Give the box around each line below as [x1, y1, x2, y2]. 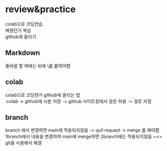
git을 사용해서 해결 [5, 140, 42, 146]
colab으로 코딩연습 [5, 21, 43, 27]
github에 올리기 [5, 33, 37, 40]
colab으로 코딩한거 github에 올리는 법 [5, 92, 80, 98]
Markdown [5, 49, 41, 57]
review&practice [5, 4, 76, 15]
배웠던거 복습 [5, 27, 31, 33]
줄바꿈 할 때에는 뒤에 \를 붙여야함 [5, 62, 71, 69]
